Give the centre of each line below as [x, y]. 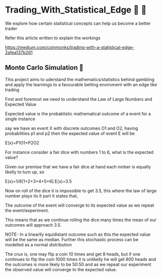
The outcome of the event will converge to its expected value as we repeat [80, 205]
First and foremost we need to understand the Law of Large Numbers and [79, 99]
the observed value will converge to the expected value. [61, 269]
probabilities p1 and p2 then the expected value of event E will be [70, 133]
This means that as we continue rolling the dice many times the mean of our [81, 220]
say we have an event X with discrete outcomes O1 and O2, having [72, 128]
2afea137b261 [19, 52]
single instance [20, 119]
